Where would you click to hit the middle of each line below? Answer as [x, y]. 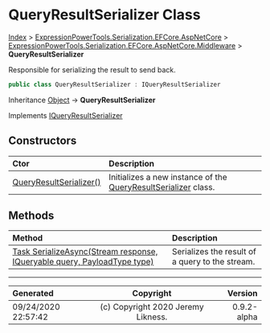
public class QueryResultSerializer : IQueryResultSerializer [115, 84]
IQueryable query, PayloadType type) [83, 261]
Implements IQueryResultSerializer [65, 115]
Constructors [43, 141]
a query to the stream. [213, 261]
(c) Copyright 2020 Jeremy [152, 307]
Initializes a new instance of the [168, 177]
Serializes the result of [214, 252]
